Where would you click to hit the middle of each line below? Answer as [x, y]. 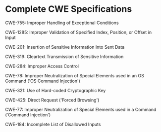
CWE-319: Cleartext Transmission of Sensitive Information [64, 56]
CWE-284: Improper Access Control [42, 66]
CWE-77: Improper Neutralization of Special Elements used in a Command [81, 109]
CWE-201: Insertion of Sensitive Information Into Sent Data [65, 47]
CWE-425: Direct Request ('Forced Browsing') [52, 100]
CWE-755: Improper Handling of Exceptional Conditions [62, 23]
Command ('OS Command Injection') [43, 81]
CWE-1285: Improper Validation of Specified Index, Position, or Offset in [79, 32]
